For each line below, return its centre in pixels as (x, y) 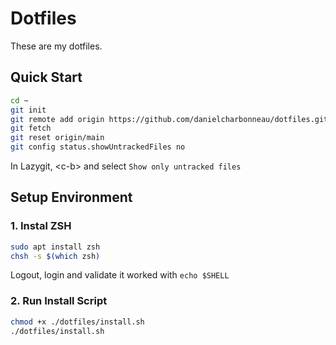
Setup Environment (71, 197)
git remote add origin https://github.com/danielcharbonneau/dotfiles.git (169, 119)
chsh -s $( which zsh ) (55, 256)
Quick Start (46, 77)
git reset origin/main (57, 138)
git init (28, 110)
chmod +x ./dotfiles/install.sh (77, 322)
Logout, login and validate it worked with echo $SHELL (120, 275)
